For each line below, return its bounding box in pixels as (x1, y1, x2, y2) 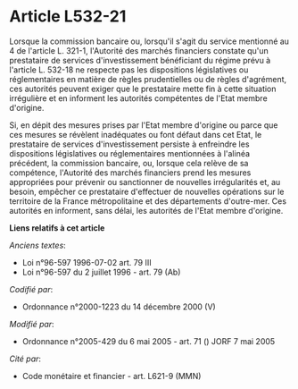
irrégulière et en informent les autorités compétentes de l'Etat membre (9, 92, 268, 104)
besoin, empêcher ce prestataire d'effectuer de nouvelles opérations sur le (9, 186, 285, 197)
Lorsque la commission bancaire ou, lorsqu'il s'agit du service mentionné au (9, 36, 290, 47)
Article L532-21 (9, 6, 127, 27)
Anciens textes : (9, 240, 67, 250)
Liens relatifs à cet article (9, 222, 105, 233)
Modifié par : (9, 318, 55, 329)
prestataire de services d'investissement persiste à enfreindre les (9, 139, 250, 149)
